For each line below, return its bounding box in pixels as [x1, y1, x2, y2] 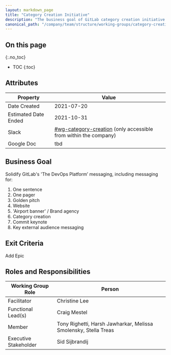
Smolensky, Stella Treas [56, 327, 115, 334]
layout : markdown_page [5, 7, 53, 13]
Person [101, 286, 119, 293]
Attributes [5, 79, 38, 87]
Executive [8, 335, 32, 342]
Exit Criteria [5, 239, 44, 248]
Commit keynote [12, 219, 47, 225]
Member [8, 323, 28, 331]
